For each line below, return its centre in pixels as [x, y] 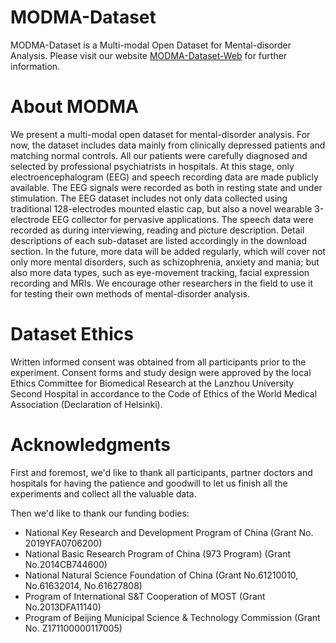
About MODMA [74, 107]
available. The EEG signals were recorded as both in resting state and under [166, 187]
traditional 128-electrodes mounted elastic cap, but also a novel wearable [161, 208]
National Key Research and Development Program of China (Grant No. [169, 532]
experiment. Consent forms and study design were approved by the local [161, 372]
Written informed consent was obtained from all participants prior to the [158, 362]
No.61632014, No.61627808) [83, 585]
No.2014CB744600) [66, 564]
